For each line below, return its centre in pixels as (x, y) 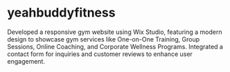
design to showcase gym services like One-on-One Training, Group (104, 39)
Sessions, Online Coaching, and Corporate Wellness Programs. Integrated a (115, 46)
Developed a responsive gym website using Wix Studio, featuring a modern (115, 32)
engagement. (26, 61)
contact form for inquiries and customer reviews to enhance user (100, 54)
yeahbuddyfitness (61, 13)
